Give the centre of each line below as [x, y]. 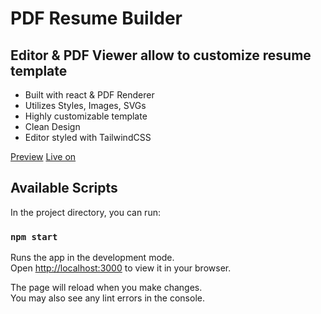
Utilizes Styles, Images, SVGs [85, 105]
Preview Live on [43, 156]
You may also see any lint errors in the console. [107, 298]
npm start [34, 236]
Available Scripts [64, 188]
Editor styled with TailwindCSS [88, 137]
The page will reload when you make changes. [106, 288]
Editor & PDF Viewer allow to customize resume [161, 55]
